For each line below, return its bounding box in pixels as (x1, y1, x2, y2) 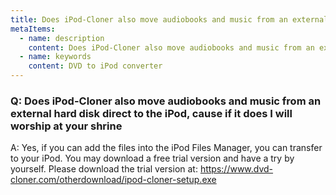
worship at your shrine (10, 119, 123, 133)
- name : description (19, 33, 105, 43)
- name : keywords (19, 52, 92, 62)
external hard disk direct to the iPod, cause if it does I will (10, 106, 293, 120)
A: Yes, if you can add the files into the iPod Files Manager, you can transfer (10, 142, 323, 154)
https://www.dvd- (199, 163, 274, 175)
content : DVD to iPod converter (28, 61, 163, 71)
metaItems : (10, 24, 56, 34)
